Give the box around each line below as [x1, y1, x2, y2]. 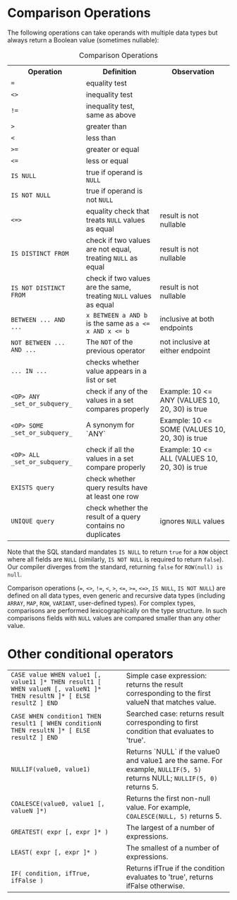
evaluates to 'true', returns [126, 872, 214, 882]
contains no [85, 521, 126, 531]
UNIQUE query [11, 517, 55, 525]
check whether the [85, 503, 148, 513]
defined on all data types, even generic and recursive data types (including [7, 591, 226, 600]
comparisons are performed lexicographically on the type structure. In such [7, 606, 227, 615]
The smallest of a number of [126, 843, 220, 853]
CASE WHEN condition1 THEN [11, 712, 102, 720]
